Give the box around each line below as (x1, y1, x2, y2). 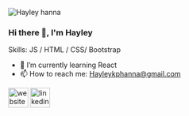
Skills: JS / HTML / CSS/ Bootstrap (8, 45, 121, 54)
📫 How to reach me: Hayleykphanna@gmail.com (19, 69, 181, 79)
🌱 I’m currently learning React (19, 60, 118, 70)
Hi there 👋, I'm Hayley (8, 27, 93, 38)
